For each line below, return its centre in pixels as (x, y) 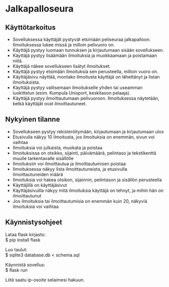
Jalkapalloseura (40, 9)
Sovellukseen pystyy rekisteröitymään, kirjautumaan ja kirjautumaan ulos (88, 131)
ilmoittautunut (27, 196)
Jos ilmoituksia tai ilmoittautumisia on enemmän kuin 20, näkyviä (80, 201)
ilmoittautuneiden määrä (38, 174)
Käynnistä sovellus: (25, 264)
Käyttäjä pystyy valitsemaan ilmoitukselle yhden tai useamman (77, 88)
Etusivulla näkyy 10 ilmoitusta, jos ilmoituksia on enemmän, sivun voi (83, 137)
